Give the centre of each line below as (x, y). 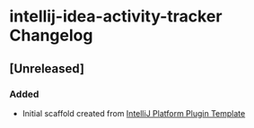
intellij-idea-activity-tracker (116, 17)
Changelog (51, 35)
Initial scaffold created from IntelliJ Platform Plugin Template (134, 113)
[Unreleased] (47, 68)
